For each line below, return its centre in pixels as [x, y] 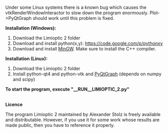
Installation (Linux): [26, 59]
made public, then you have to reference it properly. [60, 125]
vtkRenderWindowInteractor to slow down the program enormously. [77, 13]
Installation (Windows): [31, 28]
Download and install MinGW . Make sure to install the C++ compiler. [84, 49]
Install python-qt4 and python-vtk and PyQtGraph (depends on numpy [87, 74]
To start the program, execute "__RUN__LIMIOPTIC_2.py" [67, 89]
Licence [14, 104]
